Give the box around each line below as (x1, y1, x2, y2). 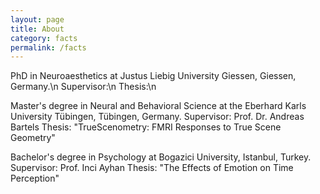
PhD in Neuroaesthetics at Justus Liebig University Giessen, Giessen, (10, 70, 297, 82)
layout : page (10, 14, 65, 25)
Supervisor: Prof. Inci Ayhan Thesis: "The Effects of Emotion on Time (10, 162, 294, 174)
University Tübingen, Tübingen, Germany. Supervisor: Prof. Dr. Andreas (10, 111, 305, 123)
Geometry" (10, 132, 56, 144)
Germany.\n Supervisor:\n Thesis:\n (10, 81, 157, 93)
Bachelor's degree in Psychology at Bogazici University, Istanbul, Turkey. (10, 151, 312, 163)
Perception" (10, 172, 60, 185)
